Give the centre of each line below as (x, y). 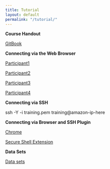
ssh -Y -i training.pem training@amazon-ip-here (55, 113)
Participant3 (18, 83)
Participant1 (17, 63)
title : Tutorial (22, 10)
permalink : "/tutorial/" (31, 19)
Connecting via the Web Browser (41, 53)
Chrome (14, 132)
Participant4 (18, 93)
